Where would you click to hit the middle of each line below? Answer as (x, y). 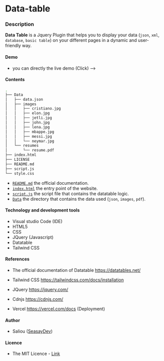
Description (20, 24)
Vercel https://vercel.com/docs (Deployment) (59, 309)
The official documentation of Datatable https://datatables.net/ (76, 270)
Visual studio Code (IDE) (38, 221)
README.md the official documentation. (50, 183)
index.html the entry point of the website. (55, 188)
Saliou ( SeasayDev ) (33, 331)
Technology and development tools (42, 210)
